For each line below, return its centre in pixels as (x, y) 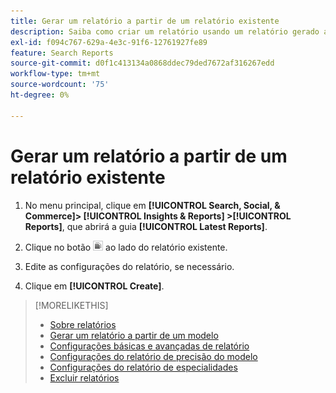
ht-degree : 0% (40, 95)
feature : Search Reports (62, 53)
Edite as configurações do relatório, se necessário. (129, 266)
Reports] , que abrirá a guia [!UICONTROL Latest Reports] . (146, 226)
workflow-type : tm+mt (55, 74)
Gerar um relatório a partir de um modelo (134, 335)
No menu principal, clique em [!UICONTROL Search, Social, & (152, 205)
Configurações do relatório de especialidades (143, 367)
